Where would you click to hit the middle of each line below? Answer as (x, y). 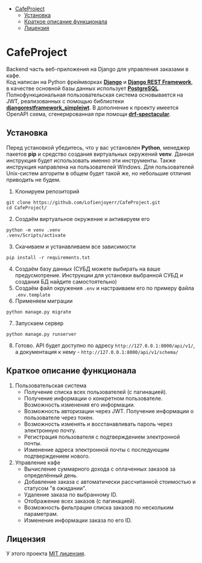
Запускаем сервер (39, 323)
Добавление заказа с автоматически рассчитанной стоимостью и (110, 481)
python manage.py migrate (39, 312)
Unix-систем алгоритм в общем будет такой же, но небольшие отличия (99, 173)
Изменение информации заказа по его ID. (78, 520)
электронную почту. (50, 430)
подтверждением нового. (57, 456)
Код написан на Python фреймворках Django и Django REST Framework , (99, 82)
